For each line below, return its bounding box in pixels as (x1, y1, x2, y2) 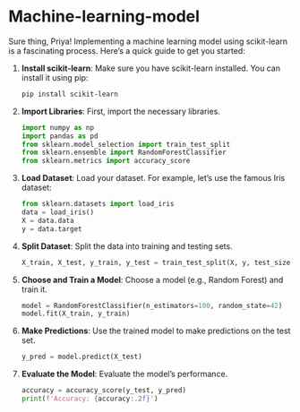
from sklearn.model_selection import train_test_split (21, 140, 231, 149)
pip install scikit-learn (21, 90, 118, 99)
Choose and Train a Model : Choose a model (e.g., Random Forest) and (21, 274, 284, 285)
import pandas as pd (21, 132, 99, 141)
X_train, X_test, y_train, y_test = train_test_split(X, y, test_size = (21, 258, 295, 267)
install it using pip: (21, 72, 89, 82)
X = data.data (21, 216, 74, 225)
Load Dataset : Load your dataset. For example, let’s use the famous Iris (21, 173, 286, 184)
